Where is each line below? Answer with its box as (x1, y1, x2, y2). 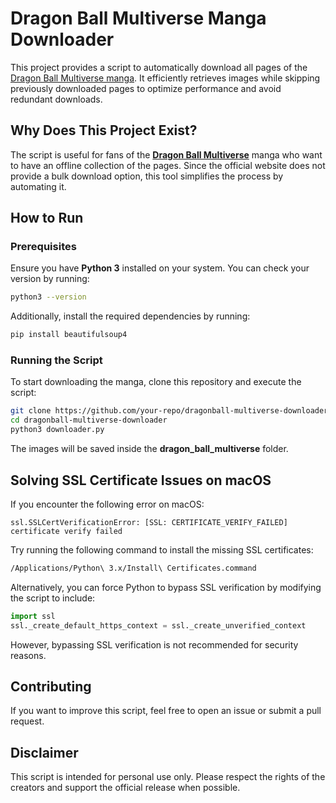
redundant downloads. (10, 93, 103, 105)
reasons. (10, 649, 47, 661)
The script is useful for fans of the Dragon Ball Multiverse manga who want (10, 148, 323, 161)
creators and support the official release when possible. (10, 782, 241, 794)
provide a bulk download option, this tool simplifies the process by (10, 170, 284, 182)
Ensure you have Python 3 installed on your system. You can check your (10, 262, 310, 274)
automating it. (10, 180, 67, 192)
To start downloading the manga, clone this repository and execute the (10, 376, 302, 388)
